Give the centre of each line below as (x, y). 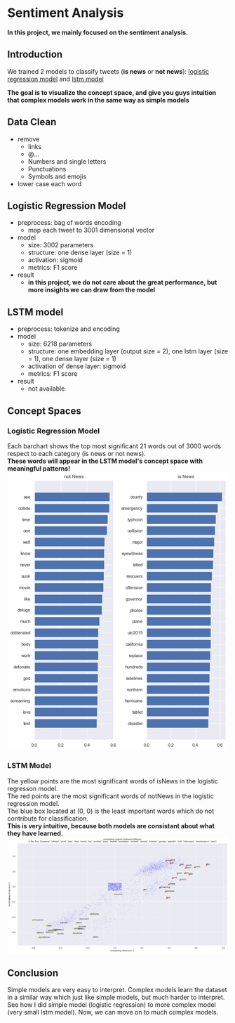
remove (28, 139)
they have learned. (35, 833)
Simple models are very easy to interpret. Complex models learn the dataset (117, 989)
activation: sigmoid (55, 260)
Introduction (35, 54)
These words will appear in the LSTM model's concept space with (105, 461)
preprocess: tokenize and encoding (69, 329)
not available (46, 389)
